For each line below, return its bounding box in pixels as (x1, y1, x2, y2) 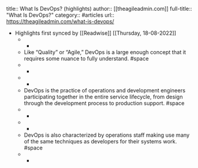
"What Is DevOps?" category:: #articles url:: (6, 11, 115, 19)
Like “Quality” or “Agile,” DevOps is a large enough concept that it (23, 49, 186, 56)
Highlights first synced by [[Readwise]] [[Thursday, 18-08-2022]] (14, 29, 176, 37)
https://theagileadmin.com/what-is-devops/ (6, 18, 115, 25)
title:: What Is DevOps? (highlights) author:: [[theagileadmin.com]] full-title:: (6, 5, 193, 12)
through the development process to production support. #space (23, 100, 185, 107)
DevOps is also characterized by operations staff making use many (23, 131, 190, 139)
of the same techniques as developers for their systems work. (23, 138, 177, 145)
